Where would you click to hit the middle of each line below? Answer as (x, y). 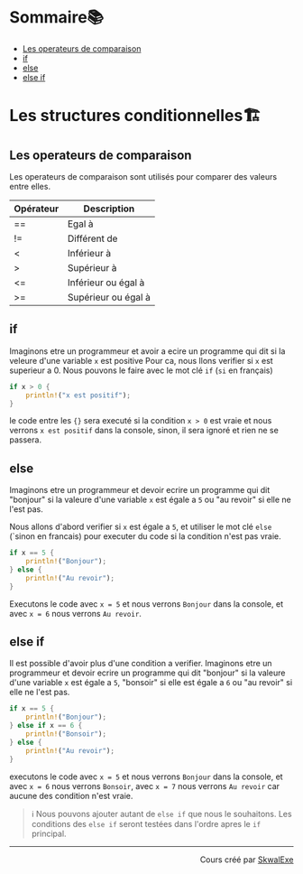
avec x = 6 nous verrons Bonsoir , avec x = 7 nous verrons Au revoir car (145, 786)
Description (109, 209)
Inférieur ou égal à (106, 283)
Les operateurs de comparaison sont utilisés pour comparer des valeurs (143, 176)
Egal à (80, 224)
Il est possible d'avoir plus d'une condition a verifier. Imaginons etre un (141, 664)
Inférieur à (89, 253)
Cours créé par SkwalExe (247, 860)
